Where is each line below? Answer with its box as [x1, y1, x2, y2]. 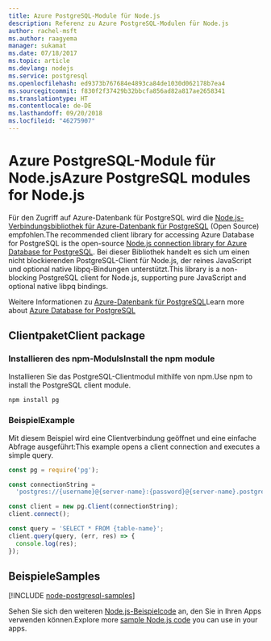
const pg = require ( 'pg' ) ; [8, 466, 99, 474]
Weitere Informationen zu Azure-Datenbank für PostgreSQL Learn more [8, 296, 244, 307]
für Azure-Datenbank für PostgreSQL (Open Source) [85, 221, 260, 231]
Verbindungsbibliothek [8, 221, 84, 231]
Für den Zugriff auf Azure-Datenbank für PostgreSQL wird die [8, 212, 214, 222]
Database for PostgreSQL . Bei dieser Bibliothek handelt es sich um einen [8, 247, 250, 257]
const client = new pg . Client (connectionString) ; [8, 502, 179, 511]
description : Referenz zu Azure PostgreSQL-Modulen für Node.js [8, 19, 229, 27]
